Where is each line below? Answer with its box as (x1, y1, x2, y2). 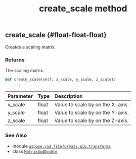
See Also (5, 132, 27, 139)
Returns (5, 56, 25, 63)
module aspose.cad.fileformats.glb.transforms (12, 143, 111, 149)
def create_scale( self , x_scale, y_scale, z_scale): (5, 77, 116, 82)
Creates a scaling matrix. (5, 44, 56, 50)
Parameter (7, 92, 33, 99)
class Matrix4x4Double (12, 148, 58, 154)
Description (54, 92, 83, 99)
